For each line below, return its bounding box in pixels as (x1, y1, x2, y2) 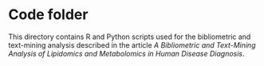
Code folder (8, 6, 89, 24)
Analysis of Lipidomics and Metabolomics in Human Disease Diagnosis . (8, 49, 245, 58)
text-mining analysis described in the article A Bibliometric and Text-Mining (8, 40, 256, 49)
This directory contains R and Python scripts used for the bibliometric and (8, 32, 251, 41)
